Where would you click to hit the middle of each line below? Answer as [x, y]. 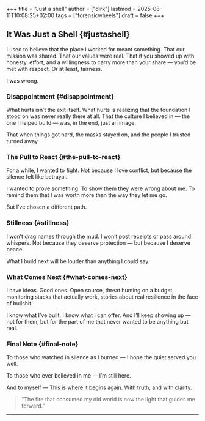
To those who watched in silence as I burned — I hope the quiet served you [101, 357]
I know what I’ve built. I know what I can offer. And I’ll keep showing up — [99, 315]
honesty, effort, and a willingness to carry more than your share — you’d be [101, 62]
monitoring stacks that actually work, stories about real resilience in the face [102, 297]
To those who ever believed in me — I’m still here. [69, 376]
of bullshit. [20, 303]
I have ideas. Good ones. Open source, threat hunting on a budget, [90, 290]
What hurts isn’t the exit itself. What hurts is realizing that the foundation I [99, 110]
